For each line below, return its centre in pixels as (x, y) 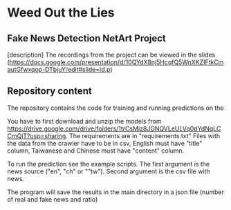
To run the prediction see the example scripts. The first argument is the (109, 164)
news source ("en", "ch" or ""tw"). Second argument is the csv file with (109, 171)
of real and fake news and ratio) (53, 199)
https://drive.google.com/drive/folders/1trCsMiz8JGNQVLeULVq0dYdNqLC (114, 128)
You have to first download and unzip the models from (84, 121)
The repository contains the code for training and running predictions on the (115, 108)
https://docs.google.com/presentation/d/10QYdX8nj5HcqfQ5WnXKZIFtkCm (117, 62)
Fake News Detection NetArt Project (86, 38)
